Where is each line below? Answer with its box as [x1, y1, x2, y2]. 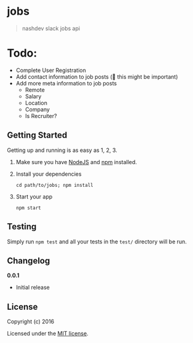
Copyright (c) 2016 [7, 318, 55, 325]
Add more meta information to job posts [15, 79, 117, 87]
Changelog [7, 255, 50, 266]
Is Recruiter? [25, 112, 57, 119]
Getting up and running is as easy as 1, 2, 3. [7, 146, 117, 154]
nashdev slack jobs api [22, 25, 81, 32]
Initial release [15, 284, 50, 291]
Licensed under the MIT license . [7, 330, 89, 337]
